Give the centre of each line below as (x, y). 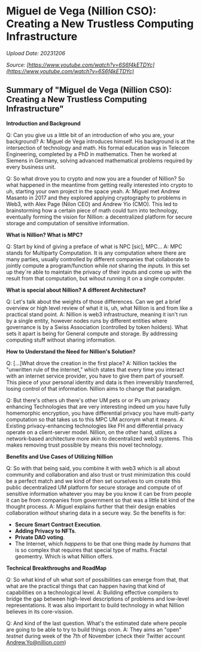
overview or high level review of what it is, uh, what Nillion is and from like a (99, 308)
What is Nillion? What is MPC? (45, 235)
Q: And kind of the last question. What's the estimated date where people (97, 623)
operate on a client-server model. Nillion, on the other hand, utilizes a (92, 432)
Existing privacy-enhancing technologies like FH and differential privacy (95, 426)
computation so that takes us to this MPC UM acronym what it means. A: (95, 419)
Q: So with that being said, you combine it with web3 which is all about (93, 468)
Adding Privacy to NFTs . (45, 531)
